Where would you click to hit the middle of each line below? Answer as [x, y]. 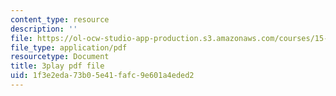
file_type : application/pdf [69, 47]
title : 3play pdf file [57, 66]
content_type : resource [60, 19]
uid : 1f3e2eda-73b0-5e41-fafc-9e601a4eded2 [102, 76]
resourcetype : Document [60, 57]
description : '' [44, 29]
